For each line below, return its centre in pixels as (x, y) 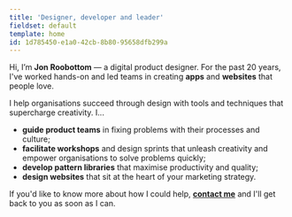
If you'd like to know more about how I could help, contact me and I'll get (142, 194)
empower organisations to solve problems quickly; (114, 158)
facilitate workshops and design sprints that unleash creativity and (145, 149)
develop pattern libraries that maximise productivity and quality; (140, 167)
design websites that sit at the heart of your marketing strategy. (139, 177)
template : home (37, 34)
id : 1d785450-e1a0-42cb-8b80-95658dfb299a (88, 42)
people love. (32, 86)
